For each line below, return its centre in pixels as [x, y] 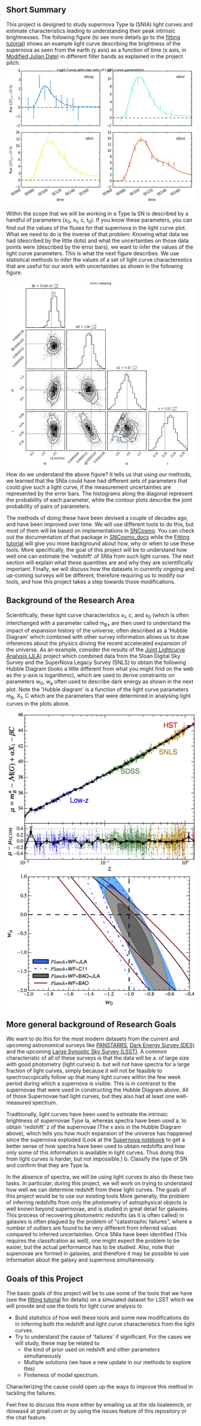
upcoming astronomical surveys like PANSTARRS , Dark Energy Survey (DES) [100, 1045]
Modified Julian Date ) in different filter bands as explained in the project [95, 56]
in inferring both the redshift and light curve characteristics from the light [105, 1324]
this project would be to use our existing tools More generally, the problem [98, 1196]
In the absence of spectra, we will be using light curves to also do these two [100, 1177]
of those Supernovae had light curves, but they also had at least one [90, 1096]
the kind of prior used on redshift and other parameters [92, 1350]
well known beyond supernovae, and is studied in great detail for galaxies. [98, 1209]
